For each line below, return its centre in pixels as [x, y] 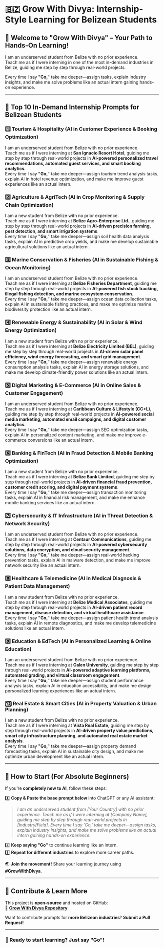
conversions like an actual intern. [61, 440]
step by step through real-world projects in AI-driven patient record [74, 607]
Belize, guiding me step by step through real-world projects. [65, 67]
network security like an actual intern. [43, 565]
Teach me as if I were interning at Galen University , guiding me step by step [82, 665]
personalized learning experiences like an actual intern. [61, 691]
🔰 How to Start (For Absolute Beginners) [67, 776]
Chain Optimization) [29, 205]
